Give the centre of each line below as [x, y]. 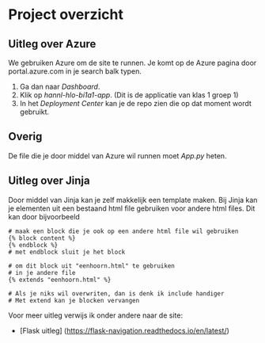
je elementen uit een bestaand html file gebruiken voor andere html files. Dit [132, 208]
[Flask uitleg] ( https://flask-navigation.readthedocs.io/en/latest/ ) [124, 330]
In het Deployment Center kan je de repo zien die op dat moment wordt [135, 103]
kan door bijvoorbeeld [44, 216]
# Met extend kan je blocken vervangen [74, 300]
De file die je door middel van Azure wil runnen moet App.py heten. [117, 155]
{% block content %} [42, 238]
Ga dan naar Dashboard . [60, 86]
